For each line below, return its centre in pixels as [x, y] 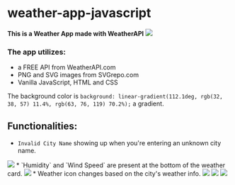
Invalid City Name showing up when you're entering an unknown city [119, 143]
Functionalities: [42, 126]
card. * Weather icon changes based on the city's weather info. [104, 174]
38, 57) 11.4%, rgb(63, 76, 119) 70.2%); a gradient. [86, 103]
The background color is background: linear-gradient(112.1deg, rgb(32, [115, 96]
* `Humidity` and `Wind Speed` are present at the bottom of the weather [121, 165]
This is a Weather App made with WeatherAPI [76, 33]
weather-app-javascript [79, 13]
